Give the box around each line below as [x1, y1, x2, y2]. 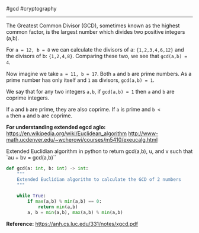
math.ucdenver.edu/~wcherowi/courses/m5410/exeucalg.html [6, 136, 158, 143]
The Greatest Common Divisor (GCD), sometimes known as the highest [6, 22, 180, 29]
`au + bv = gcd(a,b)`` [6, 154, 57, 161]
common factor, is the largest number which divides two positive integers [6, 28, 185, 35]
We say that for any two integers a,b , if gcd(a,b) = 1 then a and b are [6, 88, 175, 95]
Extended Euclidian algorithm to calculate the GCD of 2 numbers [17, 176, 182, 183]
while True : [17, 193, 46, 199]
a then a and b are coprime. [6, 112, 73, 119]
